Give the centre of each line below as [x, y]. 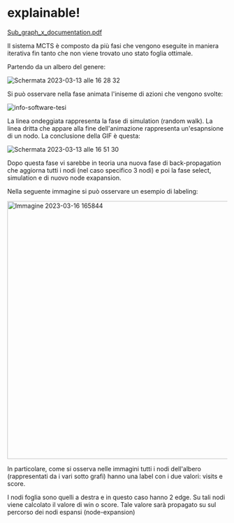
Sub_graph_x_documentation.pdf [55, 32]
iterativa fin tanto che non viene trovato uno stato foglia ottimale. [100, 53]
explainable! [44, 13]
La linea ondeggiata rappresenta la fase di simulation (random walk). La [110, 121]
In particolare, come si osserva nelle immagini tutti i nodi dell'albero [104, 468]
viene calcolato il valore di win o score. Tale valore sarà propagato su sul [112, 504]
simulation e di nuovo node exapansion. [64, 178]
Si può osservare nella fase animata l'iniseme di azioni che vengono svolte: [115, 94]
